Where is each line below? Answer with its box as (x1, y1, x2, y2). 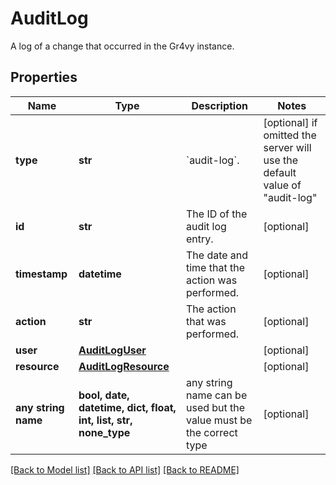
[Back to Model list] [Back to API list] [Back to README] (10, 463, 240, 476)
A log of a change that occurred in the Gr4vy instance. (10, 40, 235, 52)
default (263, 165, 297, 179)
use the (263, 153, 299, 167)
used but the (185, 400, 246, 414)
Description (191, 98, 248, 112)
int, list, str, (78, 413, 133, 427)
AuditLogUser (78, 343, 147, 357)
